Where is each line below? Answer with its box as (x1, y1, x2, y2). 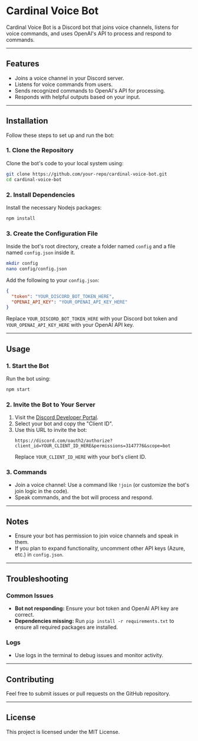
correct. (14, 611, 34, 618)
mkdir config (6, 261, 38, 267)
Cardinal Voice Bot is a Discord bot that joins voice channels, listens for (6, 24, 179, 31)
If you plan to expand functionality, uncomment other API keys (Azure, (14, 545, 186, 552)
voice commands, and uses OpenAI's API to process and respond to (6, 29, 172, 37)
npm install (6, 215, 35, 221)
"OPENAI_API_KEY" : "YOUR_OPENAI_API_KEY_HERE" (11, 299, 128, 305)
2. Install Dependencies (6, 191, 75, 199)
